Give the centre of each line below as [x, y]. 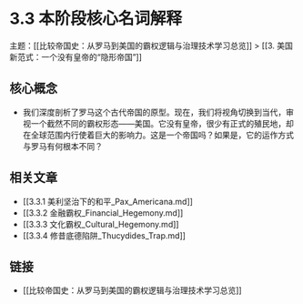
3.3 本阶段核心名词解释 [96, 19]
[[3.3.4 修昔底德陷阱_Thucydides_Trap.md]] [104, 235]
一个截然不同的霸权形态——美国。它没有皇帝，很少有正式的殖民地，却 [162, 123]
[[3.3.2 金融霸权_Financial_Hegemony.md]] [103, 213]
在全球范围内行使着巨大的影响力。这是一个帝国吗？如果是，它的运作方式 [158, 135]
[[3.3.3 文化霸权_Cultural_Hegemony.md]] [101, 224]
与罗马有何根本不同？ [62, 146]
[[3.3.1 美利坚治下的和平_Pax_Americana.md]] [108, 201]
